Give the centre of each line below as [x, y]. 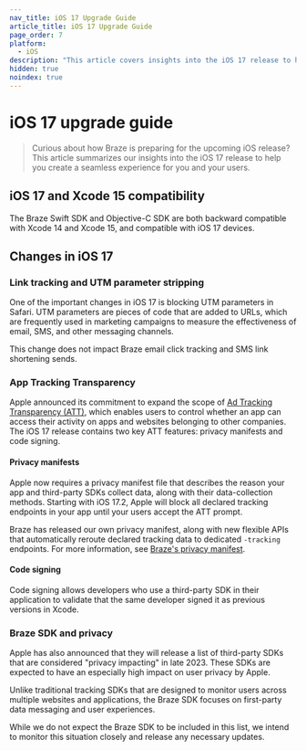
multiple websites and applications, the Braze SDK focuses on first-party [146, 700]
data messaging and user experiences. [82, 710]
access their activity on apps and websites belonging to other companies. [148, 422]
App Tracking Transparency [73, 383]
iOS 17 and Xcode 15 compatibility [107, 196]
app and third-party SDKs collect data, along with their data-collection [141, 492]
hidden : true [34, 69]
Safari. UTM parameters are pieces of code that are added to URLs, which [148, 312]
